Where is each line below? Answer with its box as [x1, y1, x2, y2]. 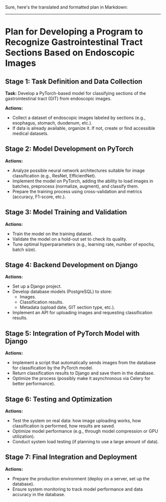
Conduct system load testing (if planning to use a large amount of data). [12, 439, 159, 445]
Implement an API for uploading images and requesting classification [12, 310, 153, 316]
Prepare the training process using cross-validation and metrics [12, 188, 142, 194]
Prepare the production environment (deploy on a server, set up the [12, 475, 150, 481]
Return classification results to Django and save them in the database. [12, 370, 155, 376]
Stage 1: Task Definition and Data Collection [5, 77, 142, 85]
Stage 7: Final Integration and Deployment [5, 453, 137, 461]
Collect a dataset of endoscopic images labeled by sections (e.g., [12, 115, 146, 121]
